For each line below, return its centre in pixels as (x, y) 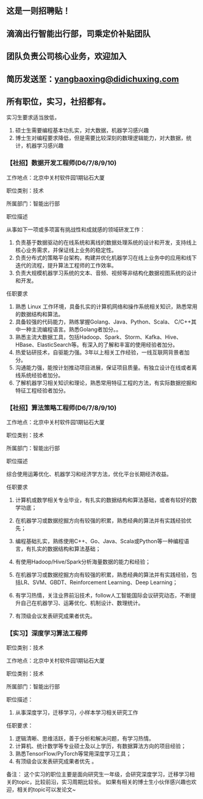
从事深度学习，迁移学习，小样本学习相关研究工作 (77, 712)
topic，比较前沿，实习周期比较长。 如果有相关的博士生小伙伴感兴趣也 (104, 782)
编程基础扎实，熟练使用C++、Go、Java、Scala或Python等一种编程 (99, 541)
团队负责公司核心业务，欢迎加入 (66, 56)
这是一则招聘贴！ (38, 11)
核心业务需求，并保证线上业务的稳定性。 (66, 250)
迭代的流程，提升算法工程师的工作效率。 (66, 265)
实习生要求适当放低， (33, 117)
